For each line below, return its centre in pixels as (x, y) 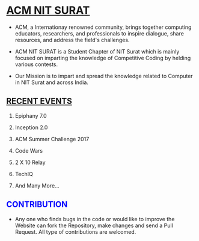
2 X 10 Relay (30, 162)
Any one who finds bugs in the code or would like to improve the (95, 219)
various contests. (36, 64)
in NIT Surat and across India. (52, 82)
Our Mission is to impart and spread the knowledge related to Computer (104, 76)
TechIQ (24, 174)
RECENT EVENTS (39, 101)
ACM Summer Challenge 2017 (52, 139)
